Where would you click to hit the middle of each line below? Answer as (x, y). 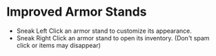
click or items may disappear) (59, 45)
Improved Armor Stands (77, 12)
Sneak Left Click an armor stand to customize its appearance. (104, 31)
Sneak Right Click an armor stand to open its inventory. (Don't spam (113, 38)
